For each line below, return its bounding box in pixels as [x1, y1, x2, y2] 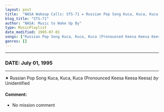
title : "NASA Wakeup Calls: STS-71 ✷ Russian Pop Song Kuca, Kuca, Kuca [5, 12, 159, 17]
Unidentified [5, 80, 30, 86]
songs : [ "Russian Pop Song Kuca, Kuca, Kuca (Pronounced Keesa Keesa [5, 35, 150, 39]
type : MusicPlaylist [5, 25, 47, 30]
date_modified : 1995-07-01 [5, 30, 60, 35]
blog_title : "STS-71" [5, 16, 49, 21]
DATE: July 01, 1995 [5, 59, 53, 66]
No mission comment [12, 102, 55, 108]
